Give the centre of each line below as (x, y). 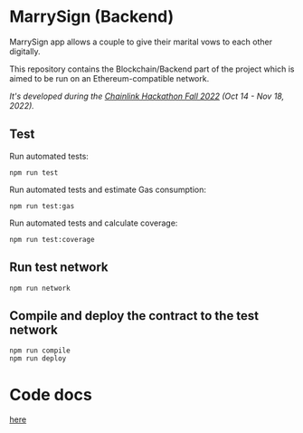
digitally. (25, 51)
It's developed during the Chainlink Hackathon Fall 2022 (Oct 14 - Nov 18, (147, 96)
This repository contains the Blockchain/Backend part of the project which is (152, 69)
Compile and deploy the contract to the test (134, 316)
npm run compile (40, 351)
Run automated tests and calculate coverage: (94, 223)
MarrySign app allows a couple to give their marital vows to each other (141, 42)
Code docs (51, 395)
